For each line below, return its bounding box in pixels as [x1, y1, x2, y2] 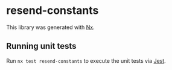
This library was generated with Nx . [6, 24, 95, 31]
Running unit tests [6, 41, 77, 51]
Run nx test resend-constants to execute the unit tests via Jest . [6, 57, 166, 64]
